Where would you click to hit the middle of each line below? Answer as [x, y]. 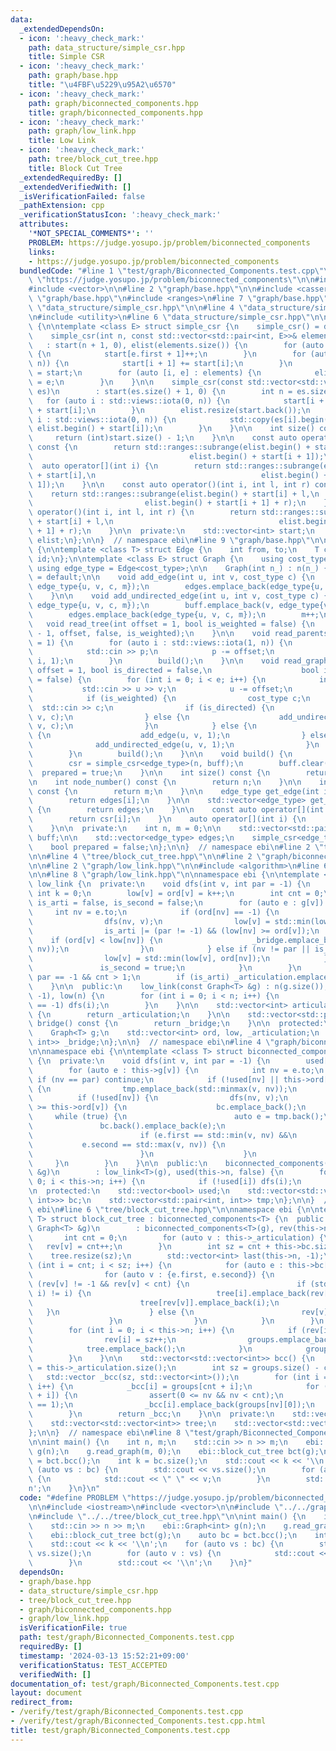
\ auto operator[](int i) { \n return [125, 466]
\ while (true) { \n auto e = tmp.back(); [176, 1117]
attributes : [44, 224]
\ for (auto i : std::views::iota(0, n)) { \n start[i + [176, 401]
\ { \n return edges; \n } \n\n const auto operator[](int [176, 810]
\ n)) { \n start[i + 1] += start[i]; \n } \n [160, 364]
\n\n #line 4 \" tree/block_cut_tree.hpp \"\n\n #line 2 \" [147, 856]
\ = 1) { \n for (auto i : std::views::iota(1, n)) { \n [160, 642]
